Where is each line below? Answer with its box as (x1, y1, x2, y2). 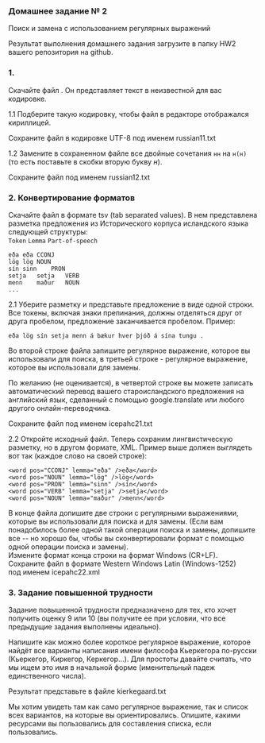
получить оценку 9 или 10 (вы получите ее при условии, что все (8, 613, 226, 623)
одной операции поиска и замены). (8, 542, 129, 551)
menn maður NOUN (8, 278, 80, 287)
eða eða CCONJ (8, 250, 56, 259)
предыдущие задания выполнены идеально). (8, 622, 161, 632)
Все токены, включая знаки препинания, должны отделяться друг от (8, 308, 243, 317)
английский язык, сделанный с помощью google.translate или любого (8, 395, 244, 404)
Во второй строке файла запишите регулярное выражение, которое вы (8, 346, 251, 355)
